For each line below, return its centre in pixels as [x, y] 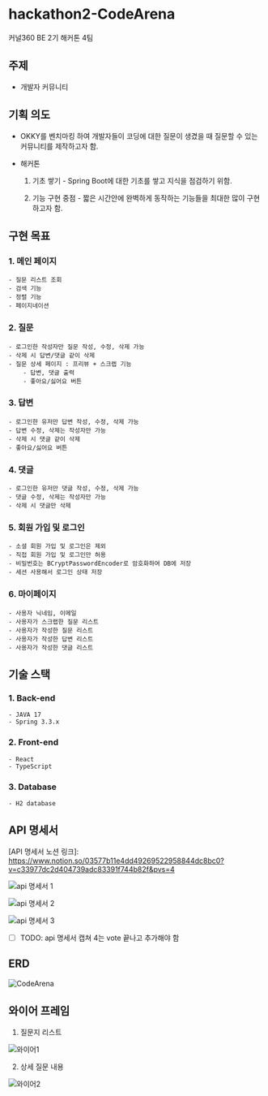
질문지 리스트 [41, 1032]
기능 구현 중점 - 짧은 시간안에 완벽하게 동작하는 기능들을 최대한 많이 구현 [146, 198]
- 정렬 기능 [25, 297]
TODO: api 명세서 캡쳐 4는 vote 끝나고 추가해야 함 [100, 938]
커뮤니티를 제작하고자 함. [59, 146]
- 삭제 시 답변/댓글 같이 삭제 [52, 355]
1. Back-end [32, 698]
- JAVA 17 [25, 715]
